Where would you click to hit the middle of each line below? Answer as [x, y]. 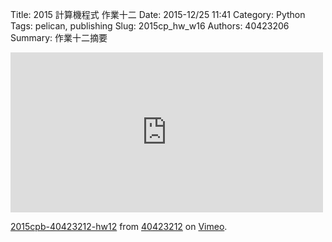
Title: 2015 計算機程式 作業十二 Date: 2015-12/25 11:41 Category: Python [158, 14]
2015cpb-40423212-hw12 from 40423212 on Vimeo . [119, 226]
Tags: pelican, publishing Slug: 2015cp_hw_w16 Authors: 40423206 [150, 26]
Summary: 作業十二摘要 [59, 37]
